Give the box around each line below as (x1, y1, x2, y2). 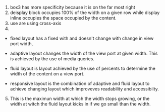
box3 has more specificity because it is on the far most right (10, 5, 135, 10)
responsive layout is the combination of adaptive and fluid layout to (10, 80, 150, 86)
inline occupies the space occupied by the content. (10, 15, 117, 21)
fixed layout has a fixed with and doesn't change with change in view (10, 35, 154, 41)
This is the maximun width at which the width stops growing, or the (10, 95, 150, 101)
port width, (10, 41, 33, 47)
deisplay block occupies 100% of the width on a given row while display (10, 10, 160, 16)
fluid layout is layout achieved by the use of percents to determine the (10, 65, 155, 71)
